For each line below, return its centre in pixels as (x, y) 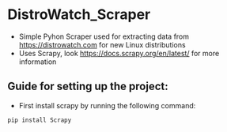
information (38, 62)
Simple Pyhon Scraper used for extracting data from (104, 36)
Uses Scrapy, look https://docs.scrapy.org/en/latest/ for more (119, 53)
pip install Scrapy (40, 120)
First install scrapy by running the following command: (107, 105)
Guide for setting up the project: (88, 87)
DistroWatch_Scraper (79, 15)
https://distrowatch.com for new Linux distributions (102, 44)
